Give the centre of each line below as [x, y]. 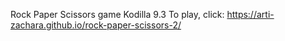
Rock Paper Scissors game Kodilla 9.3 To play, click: [117, 14]
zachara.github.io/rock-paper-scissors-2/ [96, 25]
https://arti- [250, 14]
